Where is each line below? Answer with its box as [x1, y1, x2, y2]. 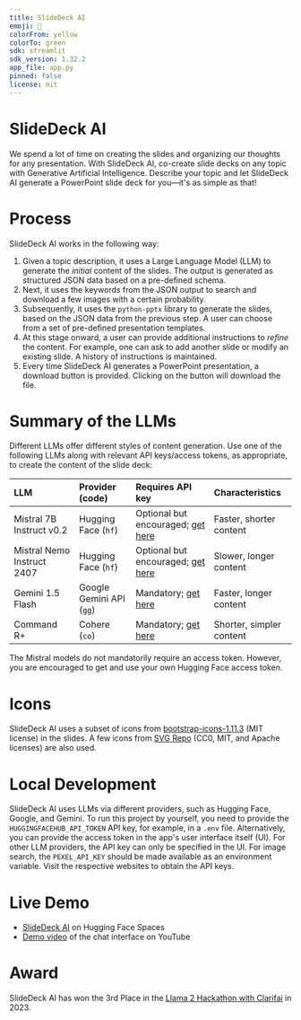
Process [9, 208, 72, 229]
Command [13, 619, 58, 631]
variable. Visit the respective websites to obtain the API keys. [9, 861, 235, 872]
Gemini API [79, 593, 125, 605]
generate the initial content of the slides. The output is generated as [21, 265, 273, 276]
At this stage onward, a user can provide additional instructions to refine [21, 331, 289, 342]
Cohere [79, 619, 110, 631]
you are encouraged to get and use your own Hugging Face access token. [9, 662, 283, 673]
